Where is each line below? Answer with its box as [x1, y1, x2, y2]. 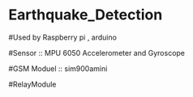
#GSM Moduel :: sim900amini [8, 63, 108, 74]
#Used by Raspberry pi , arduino [8, 32, 118, 42]
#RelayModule [8, 79, 57, 89]
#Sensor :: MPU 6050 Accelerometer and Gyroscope [8, 48, 185, 57]
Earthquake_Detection [8, 6, 163, 24]
